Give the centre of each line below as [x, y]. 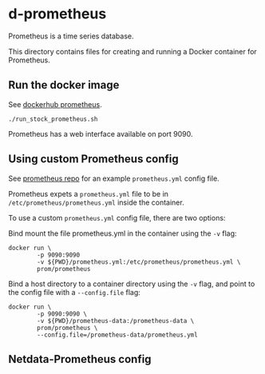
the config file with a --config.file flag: [75, 292]
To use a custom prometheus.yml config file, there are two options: [117, 217]
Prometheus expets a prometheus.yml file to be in [89, 193]
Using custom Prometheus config [93, 159]
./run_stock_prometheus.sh [53, 119]
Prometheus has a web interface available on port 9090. [101, 133]
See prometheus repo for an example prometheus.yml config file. [114, 178]
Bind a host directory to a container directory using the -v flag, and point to [132, 284]
